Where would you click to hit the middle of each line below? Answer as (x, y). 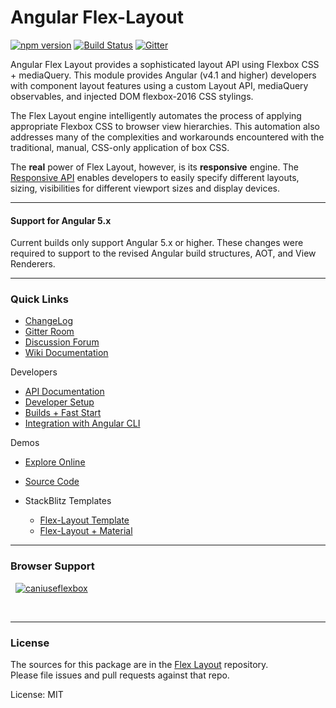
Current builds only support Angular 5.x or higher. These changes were (157, 243)
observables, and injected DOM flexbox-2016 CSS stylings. (132, 96)
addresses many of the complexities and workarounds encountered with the (167, 137)
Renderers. (33, 264)
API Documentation (64, 392)
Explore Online (55, 462)
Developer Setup (59, 402)
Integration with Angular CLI (82, 423)
